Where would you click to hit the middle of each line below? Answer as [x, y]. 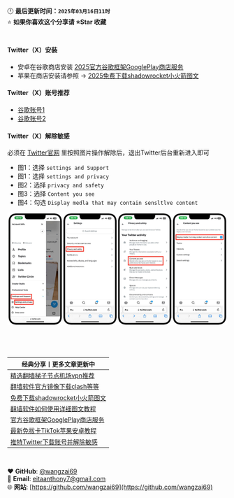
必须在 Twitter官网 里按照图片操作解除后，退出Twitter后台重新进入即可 [108, 152]
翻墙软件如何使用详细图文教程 [53, 408]
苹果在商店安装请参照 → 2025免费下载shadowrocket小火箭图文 [108, 76]
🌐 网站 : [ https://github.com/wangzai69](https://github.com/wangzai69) [110, 487]
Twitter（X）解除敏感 [38, 136]
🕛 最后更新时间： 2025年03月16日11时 [59, 11]
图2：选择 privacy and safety [61, 185]
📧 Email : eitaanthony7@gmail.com [57, 479]
